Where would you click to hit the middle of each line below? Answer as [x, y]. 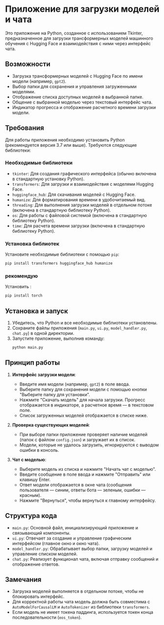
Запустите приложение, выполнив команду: [58, 339]
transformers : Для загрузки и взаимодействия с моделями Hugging [83, 184]
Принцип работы [33, 363]
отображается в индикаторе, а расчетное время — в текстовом [87, 405]
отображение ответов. [36, 564]
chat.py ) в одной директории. [43, 333]
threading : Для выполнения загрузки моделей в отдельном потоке [82, 205]
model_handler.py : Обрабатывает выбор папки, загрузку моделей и [82, 548]
